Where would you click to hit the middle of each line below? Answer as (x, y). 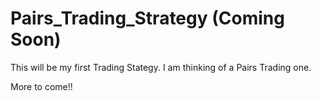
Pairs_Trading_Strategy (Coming (147, 18)
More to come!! (41, 86)
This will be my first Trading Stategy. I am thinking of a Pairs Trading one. (161, 67)
